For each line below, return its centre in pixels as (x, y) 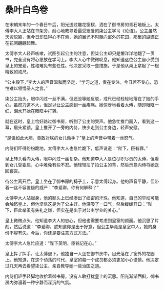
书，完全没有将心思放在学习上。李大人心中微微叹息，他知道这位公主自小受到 (82, 59)
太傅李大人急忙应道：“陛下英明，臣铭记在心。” (51, 243)
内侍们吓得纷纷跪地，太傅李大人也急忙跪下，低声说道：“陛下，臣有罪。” (76, 148)
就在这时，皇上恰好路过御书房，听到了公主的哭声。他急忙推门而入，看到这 (80, 121)
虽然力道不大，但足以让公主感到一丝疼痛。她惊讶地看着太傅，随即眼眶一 (86, 105)
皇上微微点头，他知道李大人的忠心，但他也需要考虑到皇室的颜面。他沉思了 (80, 220)
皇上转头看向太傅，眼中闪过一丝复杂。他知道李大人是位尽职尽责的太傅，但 (80, 158)
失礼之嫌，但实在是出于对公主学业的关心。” (78, 210)
